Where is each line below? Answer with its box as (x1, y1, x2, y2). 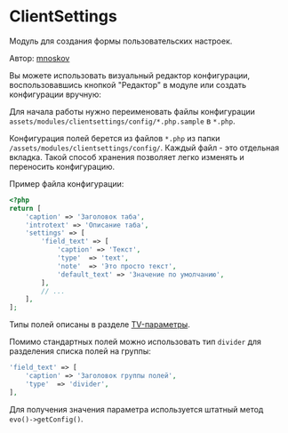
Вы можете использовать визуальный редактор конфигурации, (9, 69, 251, 81)
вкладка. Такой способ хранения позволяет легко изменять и (9, 151, 244, 162)
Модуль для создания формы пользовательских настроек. (9, 36, 233, 46)
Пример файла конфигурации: (9, 178, 124, 188)
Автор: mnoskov (9, 52, 70, 63)
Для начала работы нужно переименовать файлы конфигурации (9, 106, 256, 116)
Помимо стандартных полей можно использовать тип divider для (9, 336, 262, 348)
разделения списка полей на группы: (9, 346, 151, 357)
